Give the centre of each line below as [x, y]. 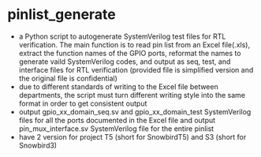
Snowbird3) [37, 145]
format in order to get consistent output [83, 103]
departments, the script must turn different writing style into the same [132, 95]
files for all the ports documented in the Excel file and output [117, 120]
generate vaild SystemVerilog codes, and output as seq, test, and [125, 62]
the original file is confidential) [68, 78]
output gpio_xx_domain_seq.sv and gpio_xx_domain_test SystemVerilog [135, 111]
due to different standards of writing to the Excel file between [118, 86]
